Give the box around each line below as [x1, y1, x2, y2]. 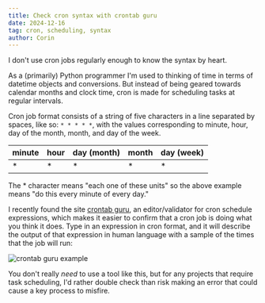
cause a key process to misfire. [8, 286, 111, 296]
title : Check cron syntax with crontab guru [8, 11, 157, 20]
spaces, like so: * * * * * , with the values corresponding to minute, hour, [8, 120, 248, 129]
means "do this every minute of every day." [8, 190, 149, 199]
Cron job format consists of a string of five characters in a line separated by [8, 112, 256, 121]
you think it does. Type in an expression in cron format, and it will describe [8, 221, 251, 231]
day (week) [161, 148, 204, 159]
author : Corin [8, 33, 55, 42]
